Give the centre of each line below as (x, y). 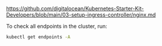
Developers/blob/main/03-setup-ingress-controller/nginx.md (81, 15)
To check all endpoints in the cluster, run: (57, 26)
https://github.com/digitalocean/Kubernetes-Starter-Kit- (75, 9)
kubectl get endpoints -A (38, 37)
